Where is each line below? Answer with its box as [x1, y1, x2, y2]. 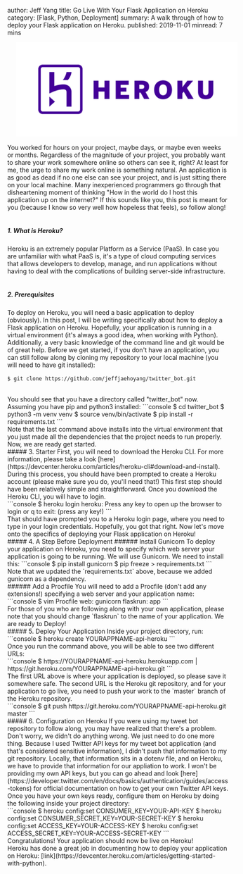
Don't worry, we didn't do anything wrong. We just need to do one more [7, 732, 215, 740]
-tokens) [7, 784, 32, 792]
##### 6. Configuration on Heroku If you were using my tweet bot [7, 716, 199, 725]
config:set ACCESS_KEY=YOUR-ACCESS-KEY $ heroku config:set [7, 821, 199, 830]
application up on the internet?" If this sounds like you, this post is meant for [7, 195, 228, 204]
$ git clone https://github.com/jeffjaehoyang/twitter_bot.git [7, 375, 197, 382]
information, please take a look [7, 454, 97, 463]
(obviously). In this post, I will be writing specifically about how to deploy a [7, 316, 223, 324]
